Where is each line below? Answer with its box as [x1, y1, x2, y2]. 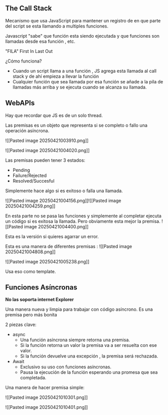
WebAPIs [5, 99, 35, 107]
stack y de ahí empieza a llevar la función [12, 73, 99, 79]
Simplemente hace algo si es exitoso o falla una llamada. [5, 188, 123, 194]
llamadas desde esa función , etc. [5, 38, 76, 44]
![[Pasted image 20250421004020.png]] [5, 147, 90, 153]
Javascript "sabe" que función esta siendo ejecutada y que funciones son [5, 33, 160, 39]
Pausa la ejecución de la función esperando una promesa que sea [20, 369, 158, 375]
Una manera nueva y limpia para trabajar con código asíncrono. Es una [5, 306, 153, 312]
